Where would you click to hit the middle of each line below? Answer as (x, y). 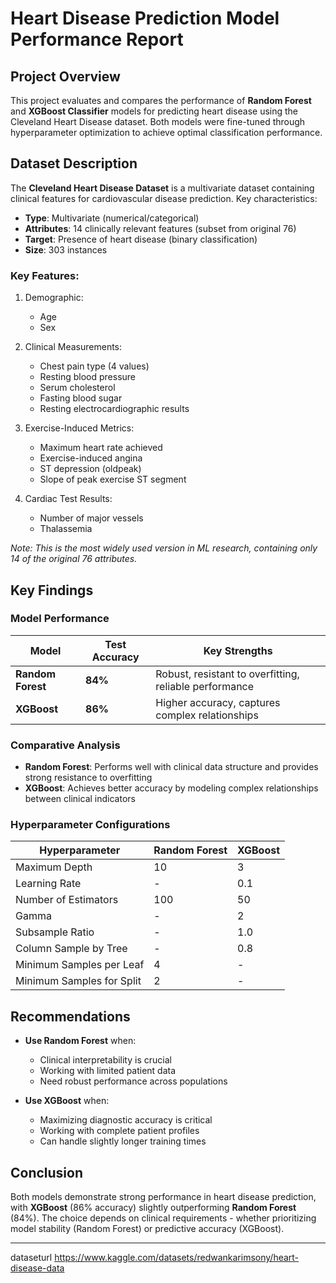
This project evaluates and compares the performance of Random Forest (161, 100)
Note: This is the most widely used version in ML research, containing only (164, 548)
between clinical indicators (80, 799)
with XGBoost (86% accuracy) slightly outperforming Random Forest (153, 1208)
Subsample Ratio (55, 932)
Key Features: (45, 275)
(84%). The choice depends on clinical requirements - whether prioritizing (163, 1218)
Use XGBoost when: (67, 1101)
